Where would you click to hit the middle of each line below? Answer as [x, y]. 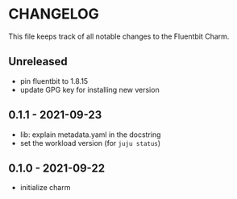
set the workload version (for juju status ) [90, 143]
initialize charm [45, 188]
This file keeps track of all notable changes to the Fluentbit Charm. [119, 36]
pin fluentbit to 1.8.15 [54, 81]
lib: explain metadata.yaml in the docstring [90, 135]
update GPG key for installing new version [89, 89]
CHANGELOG [54, 14]
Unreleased [38, 62]
